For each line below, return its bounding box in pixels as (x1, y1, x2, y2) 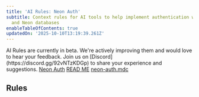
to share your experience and (90, 60, 162, 67)
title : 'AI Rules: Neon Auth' (6, 8, 81, 15)
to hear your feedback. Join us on (6, 53, 89, 60)
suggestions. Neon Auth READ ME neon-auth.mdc (6, 66, 129, 73)
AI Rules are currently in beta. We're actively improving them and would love (6, 47, 192, 54)
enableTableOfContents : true (6, 25, 78, 31)
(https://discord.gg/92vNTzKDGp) (6, 60, 89, 67)
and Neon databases (11, 20, 60, 25)
